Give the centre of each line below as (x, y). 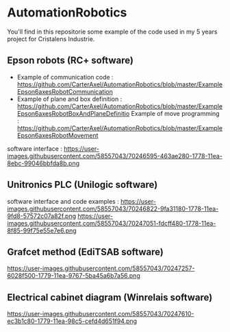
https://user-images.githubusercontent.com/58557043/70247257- (101, 268)
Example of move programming (176, 113)
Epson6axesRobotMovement (57, 135)
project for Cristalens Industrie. (51, 38)
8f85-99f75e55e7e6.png (42, 230)
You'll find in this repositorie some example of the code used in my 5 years (112, 32)
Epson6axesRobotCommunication (65, 91)
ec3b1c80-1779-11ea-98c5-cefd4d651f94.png (72, 321)
